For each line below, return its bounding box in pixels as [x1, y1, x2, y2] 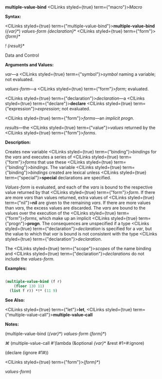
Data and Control [5, 52, 39, 58]
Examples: [5, 266, 27, 271]
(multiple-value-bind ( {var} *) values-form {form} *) [5, 331, 107, 337]
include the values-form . [5, 256, 54, 262]
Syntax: [5, 14, 21, 19]
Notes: [5, 321, 19, 327]
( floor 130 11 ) [14, 283, 45, 289]
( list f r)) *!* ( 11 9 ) [9, 288, 57, 293]
